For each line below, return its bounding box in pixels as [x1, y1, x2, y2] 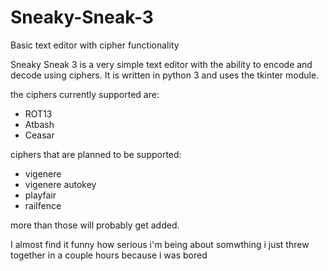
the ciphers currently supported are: [10, 88, 160, 100]
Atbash [24, 118, 55, 130]
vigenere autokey [24, 178, 97, 190]
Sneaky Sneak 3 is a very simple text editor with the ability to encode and [10, 58, 313, 70]
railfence [24, 199, 62, 211]
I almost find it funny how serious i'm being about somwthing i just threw [10, 238, 310, 250]
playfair [24, 189, 57, 201]
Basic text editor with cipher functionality [10, 39, 180, 51]
